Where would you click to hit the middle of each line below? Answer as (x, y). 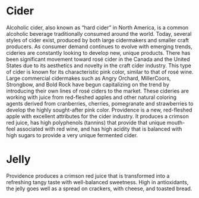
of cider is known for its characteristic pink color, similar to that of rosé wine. (100, 72)
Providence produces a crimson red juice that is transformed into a (88, 176)
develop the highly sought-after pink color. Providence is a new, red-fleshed (99, 110)
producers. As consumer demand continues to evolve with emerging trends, (99, 47)
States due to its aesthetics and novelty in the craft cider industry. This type (99, 65)
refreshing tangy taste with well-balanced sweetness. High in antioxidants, (97, 182)
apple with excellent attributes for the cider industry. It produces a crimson (97, 116)
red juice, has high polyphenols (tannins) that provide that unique (86, 122)
